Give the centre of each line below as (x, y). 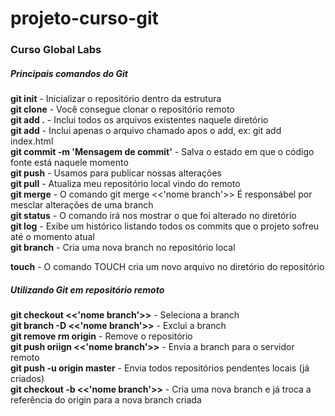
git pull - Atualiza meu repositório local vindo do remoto (125, 184)
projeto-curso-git (84, 18)
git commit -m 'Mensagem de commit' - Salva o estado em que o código (162, 152)
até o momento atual (52, 237)
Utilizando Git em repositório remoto (87, 289)
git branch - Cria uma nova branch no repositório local (123, 248)
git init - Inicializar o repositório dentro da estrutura (116, 99)
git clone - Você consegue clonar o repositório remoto (122, 109)
